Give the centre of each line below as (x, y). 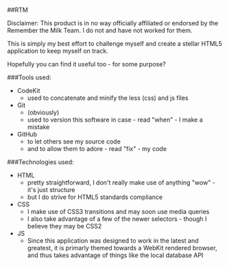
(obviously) (43, 112)
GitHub (27, 134)
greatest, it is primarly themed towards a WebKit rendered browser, (122, 248)
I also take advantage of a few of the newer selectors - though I (117, 219)
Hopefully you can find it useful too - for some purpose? (87, 64)
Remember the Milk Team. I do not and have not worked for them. (100, 30)
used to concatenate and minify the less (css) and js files (108, 98)
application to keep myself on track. (58, 51)
